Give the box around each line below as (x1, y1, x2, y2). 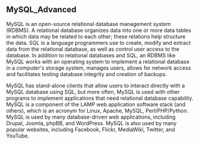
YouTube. (6, 132, 30, 139)
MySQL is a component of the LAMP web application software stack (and (6, 100, 186, 108)
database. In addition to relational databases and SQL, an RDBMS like (6, 51, 176, 58)
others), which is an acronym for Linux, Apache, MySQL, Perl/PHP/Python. (6, 107, 189, 114)
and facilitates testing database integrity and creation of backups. (6, 70, 168, 77)
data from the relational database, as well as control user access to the (6, 45, 180, 53)
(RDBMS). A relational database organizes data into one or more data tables (6, 27, 191, 34)
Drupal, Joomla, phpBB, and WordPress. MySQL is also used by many (6, 119, 177, 126)
